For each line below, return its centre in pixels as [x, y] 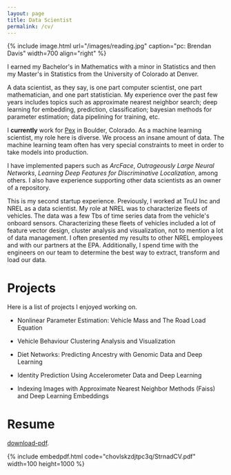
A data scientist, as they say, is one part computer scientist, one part [104, 88]
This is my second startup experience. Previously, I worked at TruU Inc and [114, 201]
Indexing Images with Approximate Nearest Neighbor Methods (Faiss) [116, 389]
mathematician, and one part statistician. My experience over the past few [113, 95]
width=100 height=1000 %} [46, 464]
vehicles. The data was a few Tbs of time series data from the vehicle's [108, 216]
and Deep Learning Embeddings [63, 396]
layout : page [26, 13]
